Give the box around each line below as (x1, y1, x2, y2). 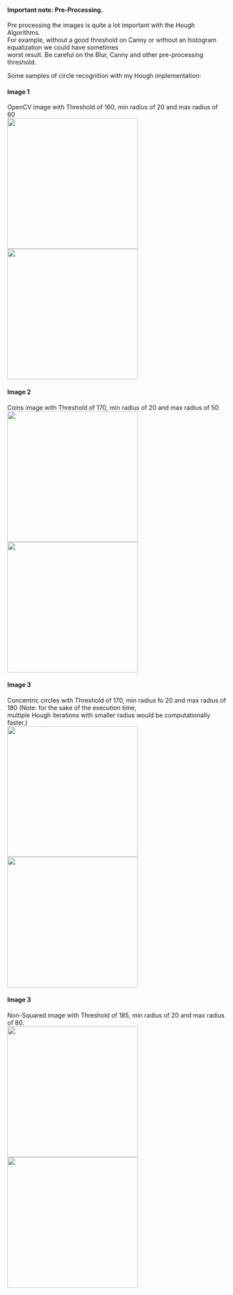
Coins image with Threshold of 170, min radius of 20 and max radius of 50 (7, 403, 219, 411)
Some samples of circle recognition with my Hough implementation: (7, 72, 202, 80)
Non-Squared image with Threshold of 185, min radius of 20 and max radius (7, 1011, 225, 1020)
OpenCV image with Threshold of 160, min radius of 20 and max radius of (7, 103, 218, 112)
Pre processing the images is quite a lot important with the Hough (7, 21, 195, 29)
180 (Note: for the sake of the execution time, (7, 703, 137, 712)
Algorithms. (7, 29, 40, 37)
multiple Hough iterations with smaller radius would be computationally (7, 711, 211, 719)
